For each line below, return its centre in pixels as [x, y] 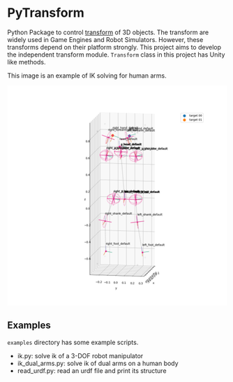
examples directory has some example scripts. [73, 342]
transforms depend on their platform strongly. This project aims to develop [114, 47]
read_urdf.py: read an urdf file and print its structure [92, 370]
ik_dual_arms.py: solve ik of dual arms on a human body [98, 363]
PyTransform [46, 13]
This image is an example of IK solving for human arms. [87, 76]
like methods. [27, 62]
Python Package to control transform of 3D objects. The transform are [108, 32]
